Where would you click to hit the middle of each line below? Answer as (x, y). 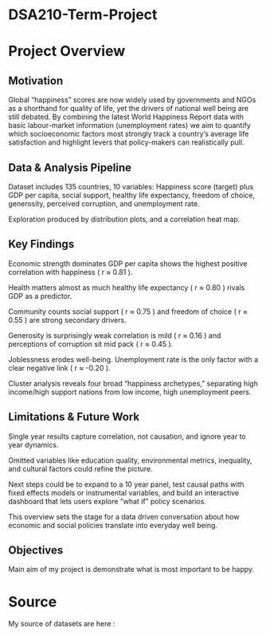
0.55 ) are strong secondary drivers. (67, 320)
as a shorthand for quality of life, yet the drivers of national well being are (129, 109)
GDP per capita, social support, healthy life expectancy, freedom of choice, (131, 195)
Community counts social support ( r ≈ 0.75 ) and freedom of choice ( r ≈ (128, 311)
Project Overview (67, 52)
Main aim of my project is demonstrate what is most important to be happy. (131, 570)
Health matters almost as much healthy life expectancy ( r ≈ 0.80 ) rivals (127, 287)
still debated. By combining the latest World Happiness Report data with (126, 117)
